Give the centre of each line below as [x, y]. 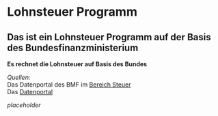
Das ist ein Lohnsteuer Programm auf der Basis [109, 37]
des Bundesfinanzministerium [73, 47]
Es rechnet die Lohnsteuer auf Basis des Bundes [77, 64]
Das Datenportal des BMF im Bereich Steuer [69, 85]
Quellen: [19, 77]
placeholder [24, 105]
